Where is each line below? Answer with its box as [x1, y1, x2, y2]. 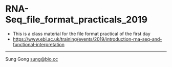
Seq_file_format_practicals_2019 [5, 14, 147, 25]
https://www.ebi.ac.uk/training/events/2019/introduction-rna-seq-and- [12, 36, 162, 42]
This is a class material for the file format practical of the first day [12, 30, 151, 37]
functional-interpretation [12, 41, 65, 47]
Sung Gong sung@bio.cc [5, 56, 58, 62]
